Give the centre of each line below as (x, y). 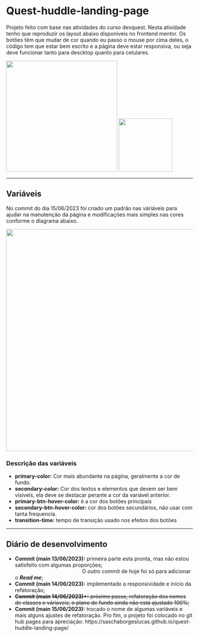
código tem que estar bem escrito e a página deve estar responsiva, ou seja (99, 46)
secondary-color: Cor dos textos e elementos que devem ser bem (96, 489)
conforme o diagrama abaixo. (42, 221)
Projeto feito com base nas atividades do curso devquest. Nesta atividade (96, 27)
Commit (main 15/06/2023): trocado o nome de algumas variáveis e (99, 609)
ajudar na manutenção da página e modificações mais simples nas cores (95, 214)
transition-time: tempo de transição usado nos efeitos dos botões (96, 520)
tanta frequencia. (36, 514)
